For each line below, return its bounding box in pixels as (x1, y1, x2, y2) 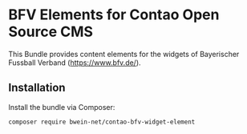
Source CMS (8, 22, 94, 41)
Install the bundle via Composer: (8, 102, 115, 112)
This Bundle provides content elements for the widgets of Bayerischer (8, 49, 240, 59)
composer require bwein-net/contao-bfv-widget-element (8, 118, 196, 126)
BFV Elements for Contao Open (8, 6, 220, 24)
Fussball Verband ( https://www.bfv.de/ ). (8, 58, 142, 67)
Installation (8, 81, 66, 95)
